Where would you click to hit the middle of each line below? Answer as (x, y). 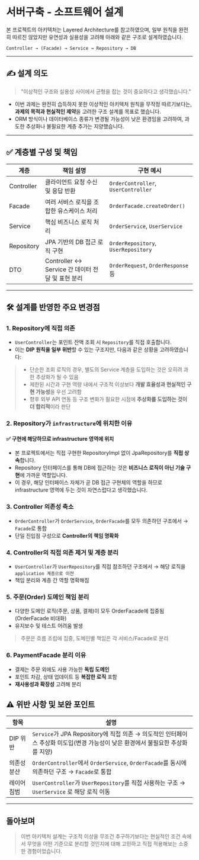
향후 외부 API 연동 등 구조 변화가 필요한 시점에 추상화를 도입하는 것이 (108, 399)
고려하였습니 (174, 349)
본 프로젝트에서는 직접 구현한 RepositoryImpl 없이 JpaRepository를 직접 (99, 453)
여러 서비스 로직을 (69, 202)
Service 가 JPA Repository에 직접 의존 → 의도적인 (98, 734)
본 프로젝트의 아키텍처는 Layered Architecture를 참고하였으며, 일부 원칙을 (92, 30)
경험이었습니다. (44, 851)
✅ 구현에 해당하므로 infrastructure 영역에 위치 (60, 438)
